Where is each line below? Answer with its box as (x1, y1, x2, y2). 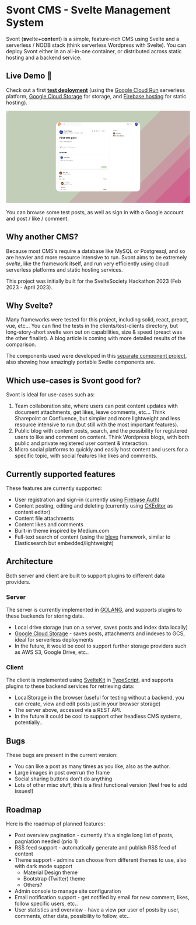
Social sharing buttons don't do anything (14, 775, 113, 782)
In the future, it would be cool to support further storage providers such (14, 642, 187, 650)
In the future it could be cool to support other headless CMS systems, (14, 712, 183, 720)
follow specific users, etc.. (14, 900, 78, 907)
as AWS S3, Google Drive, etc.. (14, 649, 89, 656)
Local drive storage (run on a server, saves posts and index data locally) (14, 624, 188, 631)
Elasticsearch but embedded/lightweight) (14, 540, 114, 546)
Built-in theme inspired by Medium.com (14, 527, 110, 534)
